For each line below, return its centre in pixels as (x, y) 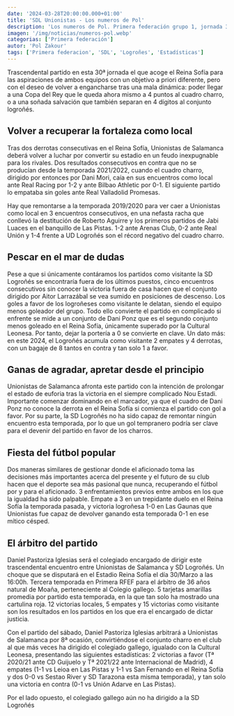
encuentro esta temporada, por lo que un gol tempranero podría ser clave (113, 423)
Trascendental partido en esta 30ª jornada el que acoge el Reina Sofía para (115, 72)
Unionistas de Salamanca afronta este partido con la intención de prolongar (116, 386)
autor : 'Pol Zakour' (37, 46)
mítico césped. (29, 521)
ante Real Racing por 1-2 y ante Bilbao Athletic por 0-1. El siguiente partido (114, 184)
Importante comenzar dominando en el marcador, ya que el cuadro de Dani (115, 401)
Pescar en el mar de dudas (66, 257)
